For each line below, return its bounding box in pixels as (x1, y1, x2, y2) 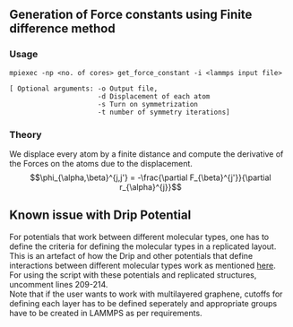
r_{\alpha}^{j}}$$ (119, 181, 182, 192)
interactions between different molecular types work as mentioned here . (9, 260, 276, 271)
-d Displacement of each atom (97, 91, 211, 101)
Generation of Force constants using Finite (9, 7, 253, 22)
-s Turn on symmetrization (97, 99, 199, 108)
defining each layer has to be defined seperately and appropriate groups (9, 297, 278, 308)
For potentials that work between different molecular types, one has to (9, 231, 270, 242)
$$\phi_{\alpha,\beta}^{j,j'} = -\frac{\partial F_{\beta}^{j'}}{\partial (30, 172, 271, 183)
